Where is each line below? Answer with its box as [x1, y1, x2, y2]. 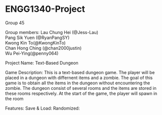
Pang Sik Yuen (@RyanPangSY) [5, 35, 70, 40]
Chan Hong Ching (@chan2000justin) [5, 45, 82, 51]
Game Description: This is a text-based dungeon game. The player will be [5, 69, 155, 75]
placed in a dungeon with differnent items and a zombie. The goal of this [5, 75, 153, 80]
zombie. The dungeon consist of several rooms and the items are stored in [5, 85, 157, 91]
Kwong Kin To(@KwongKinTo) [5, 39, 66, 45]
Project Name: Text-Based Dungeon [5, 60, 79, 66]
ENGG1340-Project [5, 3, 85, 15]
